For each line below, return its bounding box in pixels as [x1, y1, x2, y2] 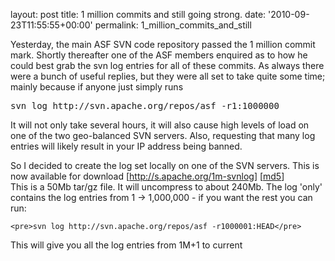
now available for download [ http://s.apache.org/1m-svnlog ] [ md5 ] [10, 170, 285, 182]
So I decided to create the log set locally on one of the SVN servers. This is [10, 160, 320, 171]
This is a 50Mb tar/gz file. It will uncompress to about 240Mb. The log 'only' [10, 181, 323, 193]
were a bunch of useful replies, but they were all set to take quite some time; [10, 70, 326, 82]
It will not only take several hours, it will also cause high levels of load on [10, 119, 310, 131]
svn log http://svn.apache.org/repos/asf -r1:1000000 [10, 100, 280, 111]
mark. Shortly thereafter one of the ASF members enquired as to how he [10, 49, 308, 61]
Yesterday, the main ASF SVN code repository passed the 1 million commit [10, 39, 316, 50]
